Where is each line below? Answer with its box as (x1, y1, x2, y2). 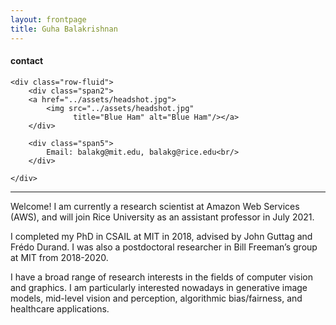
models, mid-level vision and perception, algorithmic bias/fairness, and (10, 292, 303, 304)
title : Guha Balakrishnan (10, 24, 118, 34)
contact (10, 55, 44, 67)
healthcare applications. (10, 302, 110, 315)
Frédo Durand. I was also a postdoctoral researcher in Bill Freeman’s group (10, 241, 318, 253)
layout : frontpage (10, 14, 87, 25)
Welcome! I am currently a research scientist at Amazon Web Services (10, 200, 300, 212)
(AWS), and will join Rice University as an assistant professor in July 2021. (10, 211, 315, 223)
